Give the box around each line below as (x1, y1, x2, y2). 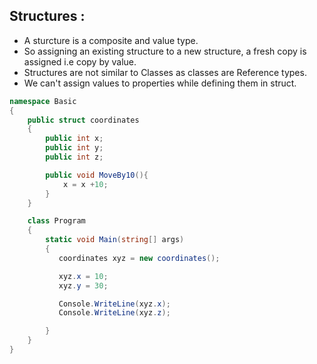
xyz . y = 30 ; (58, 280, 109, 291)
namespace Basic (9, 96, 77, 106)
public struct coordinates (27, 115, 140, 125)
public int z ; (45, 152, 104, 163)
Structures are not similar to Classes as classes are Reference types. (23, 66, 307, 78)
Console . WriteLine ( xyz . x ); (58, 299, 171, 309)
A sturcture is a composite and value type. (23, 34, 199, 46)
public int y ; (45, 143, 104, 153)
